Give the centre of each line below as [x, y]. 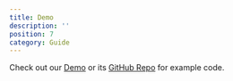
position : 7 [31, 34]
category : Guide [39, 42]
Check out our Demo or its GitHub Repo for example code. [117, 68]
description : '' [39, 26]
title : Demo [31, 17]
